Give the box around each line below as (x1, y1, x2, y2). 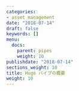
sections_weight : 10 (6, 64, 58, 71)
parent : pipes (17, 48, 52, 54)
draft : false (6, 25, 39, 32)
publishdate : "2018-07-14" (6, 59, 74, 65)
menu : (6, 37, 20, 43)
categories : (6, 8, 36, 15)
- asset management (6, 14, 55, 20)
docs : (11, 43, 26, 48)
